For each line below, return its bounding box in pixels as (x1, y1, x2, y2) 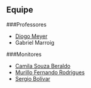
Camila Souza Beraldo (15, 62, 71, 69)
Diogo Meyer (15, 33, 48, 40)
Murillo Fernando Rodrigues (15, 69, 85, 76)
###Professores (6, 20, 47, 28)
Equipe (6, 5, 33, 15)
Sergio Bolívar (15, 75, 50, 82)
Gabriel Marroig (15, 39, 55, 46)
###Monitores (6, 51, 42, 58)
